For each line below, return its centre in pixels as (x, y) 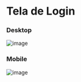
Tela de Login (41, 11)
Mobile (17, 59)
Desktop (19, 30)
